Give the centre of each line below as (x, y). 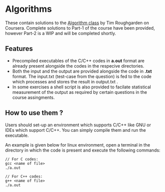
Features (19, 49)
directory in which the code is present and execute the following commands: (83, 150)
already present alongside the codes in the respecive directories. (78, 66)
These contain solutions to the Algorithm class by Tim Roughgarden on (77, 23)
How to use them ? (34, 113)
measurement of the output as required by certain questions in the (80, 92)
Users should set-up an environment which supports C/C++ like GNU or (78, 125)
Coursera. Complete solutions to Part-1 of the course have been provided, (80, 28)
